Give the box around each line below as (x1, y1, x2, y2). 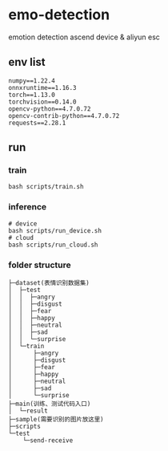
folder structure (8, 259, 72, 270)
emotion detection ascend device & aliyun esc (8, 32, 160, 42)
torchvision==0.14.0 (8, 98, 78, 106)
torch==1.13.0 (8, 91, 56, 99)
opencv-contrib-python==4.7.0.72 (8, 112, 120, 120)
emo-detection (8, 6, 110, 24)
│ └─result (8, 407, 48, 415)
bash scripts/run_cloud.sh (8, 241, 98, 249)
